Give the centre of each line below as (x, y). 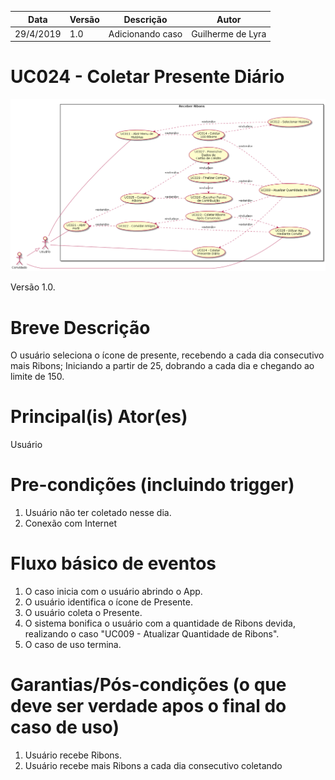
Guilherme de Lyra (229, 33)
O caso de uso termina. (73, 645)
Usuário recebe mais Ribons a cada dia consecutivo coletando (153, 765)
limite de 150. (37, 377)
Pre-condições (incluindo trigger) (152, 485)
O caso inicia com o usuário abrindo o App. (113, 592)
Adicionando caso (145, 33)
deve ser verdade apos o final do (148, 706)
